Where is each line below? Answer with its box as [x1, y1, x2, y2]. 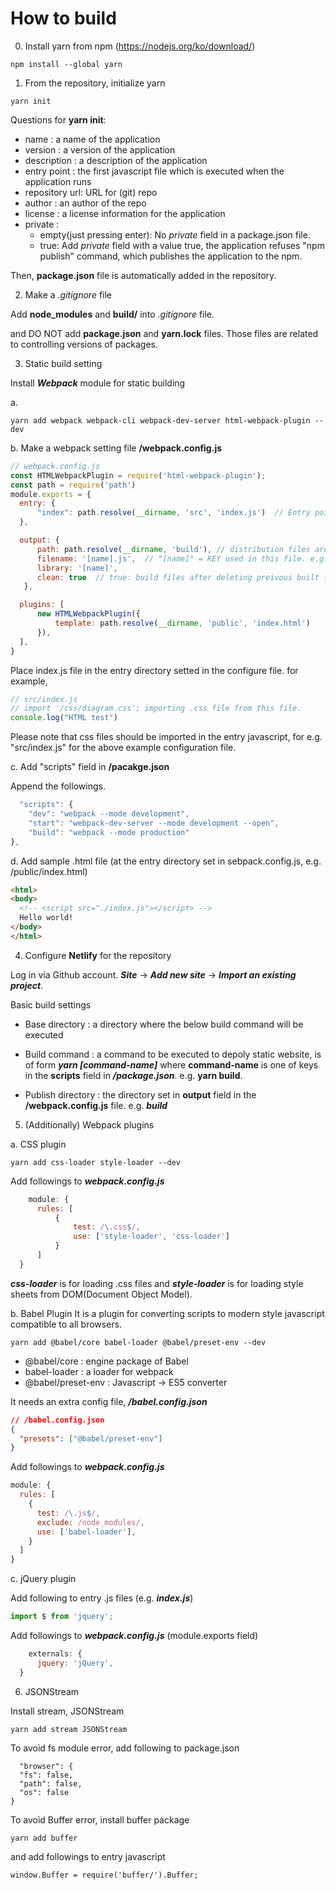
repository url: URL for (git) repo [24, 186, 158, 198]
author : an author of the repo [24, 197, 147, 209]
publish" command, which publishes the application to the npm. [39, 250, 303, 262]
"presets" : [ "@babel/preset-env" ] [19, 1433, 163, 1444]
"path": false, [19, 1778, 83, 1789]
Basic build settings [10, 998, 92, 1011]
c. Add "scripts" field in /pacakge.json [10, 761, 170, 773]
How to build [10, 7, 117, 30]
